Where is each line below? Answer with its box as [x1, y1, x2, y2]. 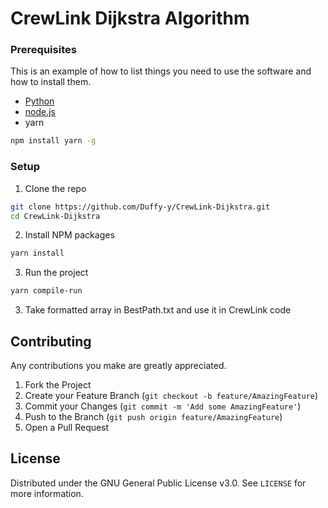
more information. [10, 487, 84, 499]
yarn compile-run [10, 286, 83, 296]
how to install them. [10, 76, 92, 88]
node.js [24, 106, 57, 118]
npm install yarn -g [10, 136, 97, 146]
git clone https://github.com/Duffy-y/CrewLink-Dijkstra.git [10, 202, 271, 212]
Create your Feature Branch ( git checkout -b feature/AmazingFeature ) [24, 389, 319, 401]
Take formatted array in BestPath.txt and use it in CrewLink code [24, 304, 292, 316]
